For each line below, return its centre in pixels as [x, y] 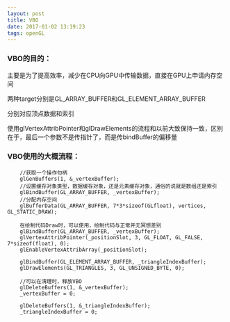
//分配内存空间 [39, 200]
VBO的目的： [30, 58]
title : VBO [23, 20]
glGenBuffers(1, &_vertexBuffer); [69, 179]
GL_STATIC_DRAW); [32, 212]
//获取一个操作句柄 [44, 172]
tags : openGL [26, 33]
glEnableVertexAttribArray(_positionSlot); [84, 250]
